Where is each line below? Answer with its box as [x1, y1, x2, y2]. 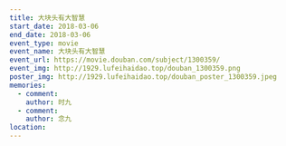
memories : [9, 81, 47, 90]
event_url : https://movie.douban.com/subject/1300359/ [9, 55, 221, 64]
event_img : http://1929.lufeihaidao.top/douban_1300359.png [9, 64, 242, 73]
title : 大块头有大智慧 [9, 13, 86, 23]
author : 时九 [25, 97, 72, 107]
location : [9, 123, 47, 132]
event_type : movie [9, 38, 79, 48]
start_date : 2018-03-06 [9, 22, 100, 31]
